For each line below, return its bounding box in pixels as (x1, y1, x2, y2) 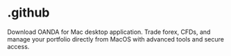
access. (7, 42, 30, 50)
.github (7, 5, 50, 21)
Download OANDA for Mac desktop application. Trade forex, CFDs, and (7, 28, 211, 36)
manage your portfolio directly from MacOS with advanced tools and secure (7, 35, 224, 43)
